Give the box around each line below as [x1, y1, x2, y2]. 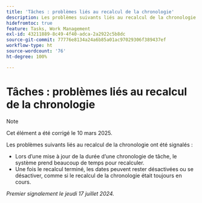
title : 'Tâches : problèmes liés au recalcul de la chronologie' [6, 8, 174, 15]
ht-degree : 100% [6, 54, 47, 60]
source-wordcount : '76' [6, 48, 67, 54]
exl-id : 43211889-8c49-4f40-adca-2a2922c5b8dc [6, 31, 126, 37]
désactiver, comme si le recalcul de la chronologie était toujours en [15, 172, 183, 179]
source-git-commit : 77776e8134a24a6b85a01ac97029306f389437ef [6, 37, 166, 43]
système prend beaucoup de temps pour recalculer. [15, 159, 145, 166]
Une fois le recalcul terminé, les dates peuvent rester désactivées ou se [15, 165, 194, 172]
